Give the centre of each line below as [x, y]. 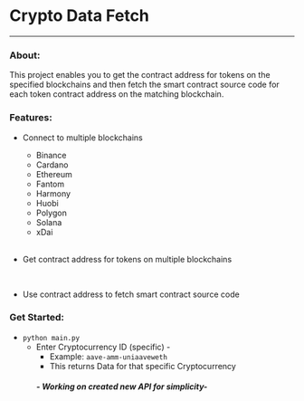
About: [25, 55]
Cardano [52, 165]
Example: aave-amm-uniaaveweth [108, 356]
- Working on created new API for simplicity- [122, 387]
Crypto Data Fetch [79, 16]
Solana [49, 222]
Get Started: [37, 318]
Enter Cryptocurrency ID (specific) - [103, 347]
